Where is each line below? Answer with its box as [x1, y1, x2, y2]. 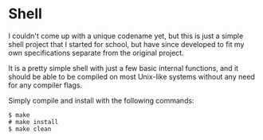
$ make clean [8, 125, 52, 133]
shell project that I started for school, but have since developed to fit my [8, 39, 245, 49]
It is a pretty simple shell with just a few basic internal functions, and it [8, 63, 239, 72]
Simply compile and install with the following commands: [8, 95, 194, 105]
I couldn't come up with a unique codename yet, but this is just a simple [8, 31, 244, 41]
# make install [8, 118, 59, 126]
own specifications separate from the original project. [8, 48, 185, 57]
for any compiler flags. [8, 80, 82, 90]
